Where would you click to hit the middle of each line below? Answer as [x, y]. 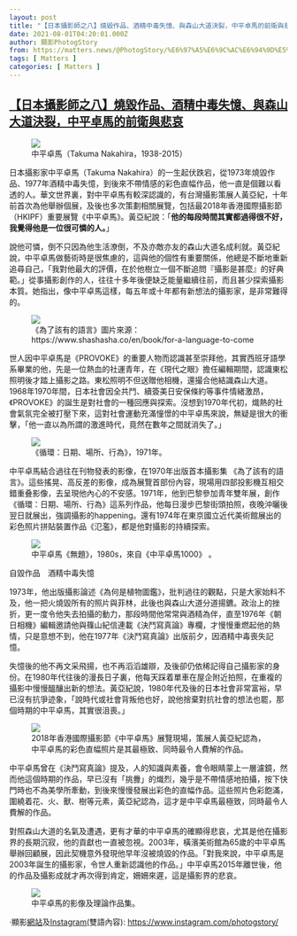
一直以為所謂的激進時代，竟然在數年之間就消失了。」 [131, 424]
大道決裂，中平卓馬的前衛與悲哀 [96, 122]
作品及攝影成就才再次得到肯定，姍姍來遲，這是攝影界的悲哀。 [129, 875]
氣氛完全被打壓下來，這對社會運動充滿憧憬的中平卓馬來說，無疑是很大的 [148, 413]
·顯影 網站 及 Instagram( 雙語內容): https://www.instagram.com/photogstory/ [144, 922]
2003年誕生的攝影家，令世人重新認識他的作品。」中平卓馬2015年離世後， [142, 864]
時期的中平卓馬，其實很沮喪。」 [73, 710]
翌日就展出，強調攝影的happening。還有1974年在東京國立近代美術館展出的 [145, 515]
